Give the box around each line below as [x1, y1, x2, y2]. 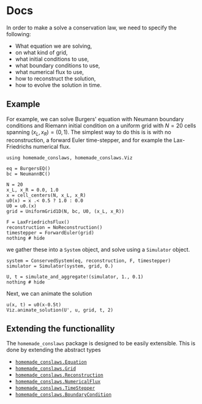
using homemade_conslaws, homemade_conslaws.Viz [6, 154, 133, 161]
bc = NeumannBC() [6, 171, 51, 177]
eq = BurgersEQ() [6, 165, 51, 171]
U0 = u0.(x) [6, 203, 37, 209]
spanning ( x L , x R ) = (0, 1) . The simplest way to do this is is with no [6, 128, 171, 137]
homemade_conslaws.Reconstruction [15, 372, 103, 378]
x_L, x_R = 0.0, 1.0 [6, 187, 59, 193]
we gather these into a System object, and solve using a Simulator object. [6, 245, 190, 253]
